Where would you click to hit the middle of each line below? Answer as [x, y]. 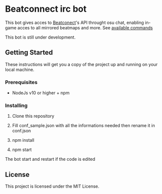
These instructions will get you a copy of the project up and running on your [81, 64]
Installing [16, 105]
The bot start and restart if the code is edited [50, 159]
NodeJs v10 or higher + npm [41, 93]
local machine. [20, 69]
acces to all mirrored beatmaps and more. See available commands [85, 27]
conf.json [21, 131]
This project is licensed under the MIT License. [52, 186]
